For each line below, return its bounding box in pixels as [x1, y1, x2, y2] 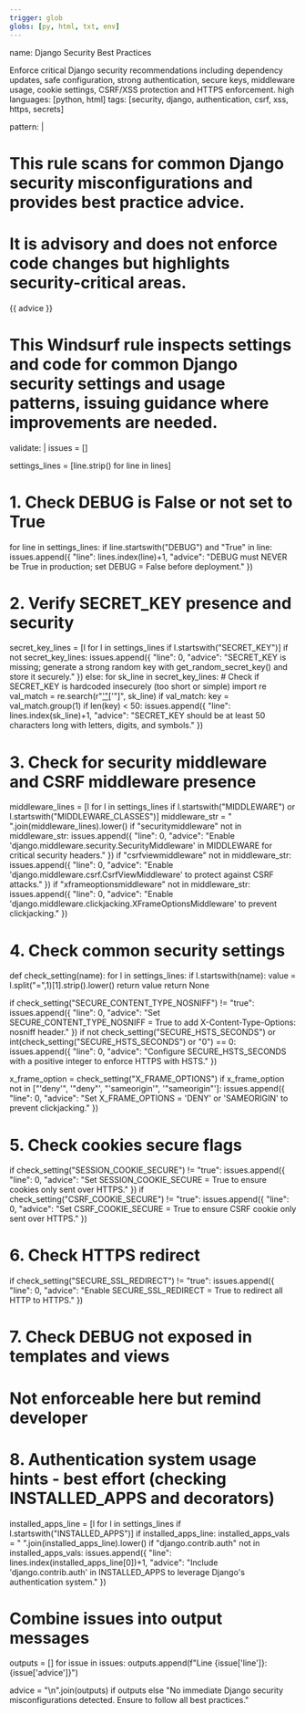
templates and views [9, 1346, 170, 1367]
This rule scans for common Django [9, 152, 285, 173]
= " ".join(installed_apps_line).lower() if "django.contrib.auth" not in [9, 1537, 260, 1548]
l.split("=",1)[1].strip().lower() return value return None [9, 980, 209, 991]
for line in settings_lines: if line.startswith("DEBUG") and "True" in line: [9, 541, 273, 552]
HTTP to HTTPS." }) [9, 1295, 84, 1306]
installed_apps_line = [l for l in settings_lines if [9, 1518, 182, 1529]
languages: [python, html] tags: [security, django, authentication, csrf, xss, [9, 93, 289, 105]
